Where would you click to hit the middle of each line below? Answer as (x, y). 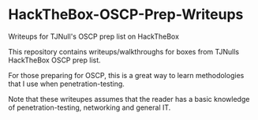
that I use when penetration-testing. (66, 84)
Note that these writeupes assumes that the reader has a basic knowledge (129, 99)
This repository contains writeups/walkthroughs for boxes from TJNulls (123, 51)
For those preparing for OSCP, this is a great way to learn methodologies (126, 75)
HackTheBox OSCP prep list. (54, 60)
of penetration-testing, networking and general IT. (90, 107)
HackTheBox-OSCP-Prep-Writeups (126, 15)
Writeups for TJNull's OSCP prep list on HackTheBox (94, 36)
